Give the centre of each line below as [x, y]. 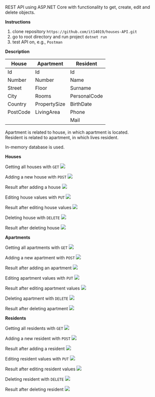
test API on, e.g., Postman [37, 42]
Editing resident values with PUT [37, 359]
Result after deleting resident [34, 389]
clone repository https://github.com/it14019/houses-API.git [75, 31]
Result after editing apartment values [43, 288]
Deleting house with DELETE [32, 217]
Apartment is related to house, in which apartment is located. [67, 132]
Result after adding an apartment [39, 268]
